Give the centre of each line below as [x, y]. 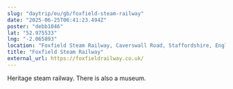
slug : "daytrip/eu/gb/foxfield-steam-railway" [76, 13]
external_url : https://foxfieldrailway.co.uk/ [76, 59]
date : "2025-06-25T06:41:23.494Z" [57, 20]
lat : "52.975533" [32, 33]
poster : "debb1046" [35, 26]
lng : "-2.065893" [32, 39]
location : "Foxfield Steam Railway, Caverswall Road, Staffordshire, [110, 46]
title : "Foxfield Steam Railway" [55, 52]
